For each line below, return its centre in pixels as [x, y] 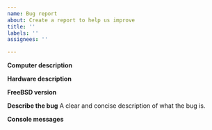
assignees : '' [28, 40]
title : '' [22, 26]
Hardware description [39, 79]
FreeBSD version [32, 92]
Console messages [35, 120]
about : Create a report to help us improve [71, 20]
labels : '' [23, 33]
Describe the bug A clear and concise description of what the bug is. [106, 106]
